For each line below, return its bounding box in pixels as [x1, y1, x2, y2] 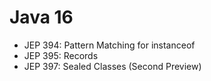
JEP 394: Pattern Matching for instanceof [23, 39, 196, 51]
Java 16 [9, 6, 74, 29]
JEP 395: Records [23, 49, 99, 61]
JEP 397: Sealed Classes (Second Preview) [23, 60, 202, 72]
